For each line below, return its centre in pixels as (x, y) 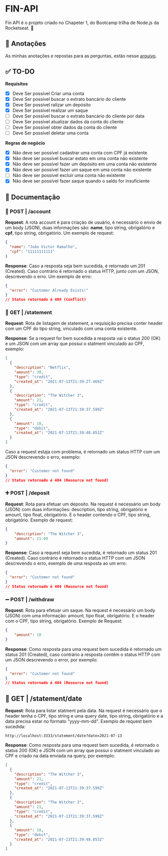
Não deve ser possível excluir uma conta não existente (69, 176)
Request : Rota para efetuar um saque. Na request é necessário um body (80, 610)
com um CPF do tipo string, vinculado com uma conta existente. (71, 328)
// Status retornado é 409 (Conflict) (46, 300)
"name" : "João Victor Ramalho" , (44, 247)
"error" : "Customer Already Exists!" (49, 290)
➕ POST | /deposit (28, 493)
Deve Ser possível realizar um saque (50, 110)
